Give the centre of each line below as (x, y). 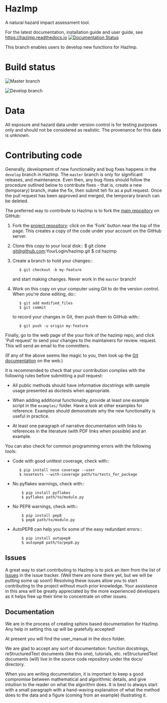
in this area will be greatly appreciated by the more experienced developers (83, 591)
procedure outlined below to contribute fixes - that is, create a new (74, 185)
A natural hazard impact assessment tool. (48, 22)
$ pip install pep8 (42, 515)
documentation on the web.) (34, 360)
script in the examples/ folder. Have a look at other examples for (77, 405)
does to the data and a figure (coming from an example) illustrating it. (76, 695)
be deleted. (17, 201)
